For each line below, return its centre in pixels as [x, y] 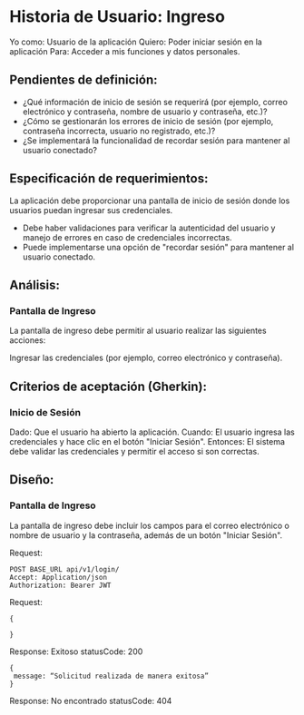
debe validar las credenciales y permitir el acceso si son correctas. [135, 451]
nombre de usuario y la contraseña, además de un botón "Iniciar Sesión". [146, 535]
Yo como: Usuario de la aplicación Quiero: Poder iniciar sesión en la [136, 42]
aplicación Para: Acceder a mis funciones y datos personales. [125, 51]
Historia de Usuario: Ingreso [117, 17]
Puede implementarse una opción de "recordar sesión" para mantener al [158, 247]
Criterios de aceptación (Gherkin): [108, 386]
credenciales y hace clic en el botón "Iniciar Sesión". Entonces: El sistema [147, 441]
